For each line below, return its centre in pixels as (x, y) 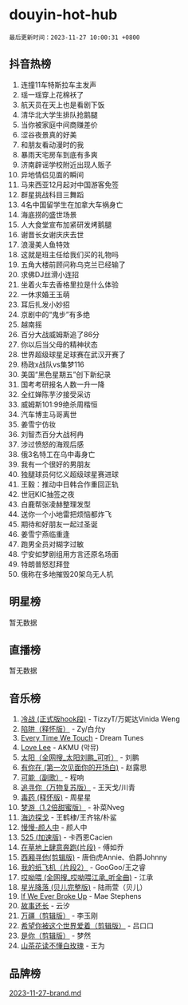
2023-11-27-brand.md (45, 993)
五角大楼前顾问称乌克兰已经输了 (73, 264)
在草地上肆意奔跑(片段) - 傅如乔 (72, 848)
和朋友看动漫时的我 (52, 145)
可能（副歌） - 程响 (52, 777)
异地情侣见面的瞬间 (52, 174)
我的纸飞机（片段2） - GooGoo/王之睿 (83, 868)
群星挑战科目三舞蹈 (52, 194)
